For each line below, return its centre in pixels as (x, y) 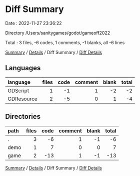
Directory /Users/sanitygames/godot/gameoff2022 (58, 33)
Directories (23, 117)
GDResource (22, 99)
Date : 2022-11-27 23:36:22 (33, 23)
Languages (23, 68)
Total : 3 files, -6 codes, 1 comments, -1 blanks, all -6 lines (65, 42)
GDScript (18, 90)
